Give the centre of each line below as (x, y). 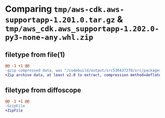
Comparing (28, 9)
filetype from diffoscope (43, 90)
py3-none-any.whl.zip (49, 37)
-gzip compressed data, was (34, 70)
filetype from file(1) (35, 55)
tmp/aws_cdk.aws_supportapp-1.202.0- (82, 29)
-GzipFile (15, 106)
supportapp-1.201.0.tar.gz (60, 20)
